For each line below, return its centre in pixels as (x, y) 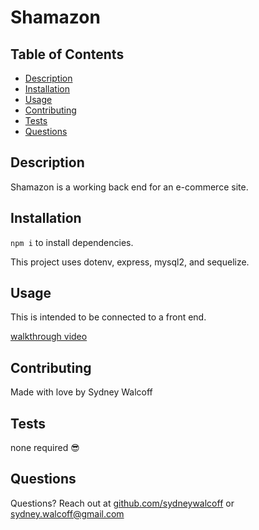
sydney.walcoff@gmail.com (67, 513)
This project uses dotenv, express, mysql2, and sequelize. (130, 262)
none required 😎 (45, 448)
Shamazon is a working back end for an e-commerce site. (129, 187)
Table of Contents (67, 54)
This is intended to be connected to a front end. (108, 317)
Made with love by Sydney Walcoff (81, 392)
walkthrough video (49, 337)
